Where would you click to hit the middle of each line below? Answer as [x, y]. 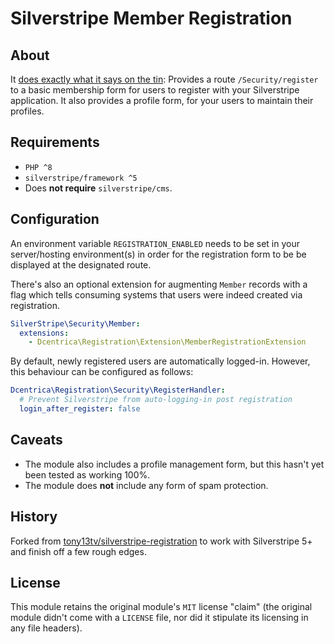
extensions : [44, 333]
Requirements [55, 142]
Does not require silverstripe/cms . [98, 188]
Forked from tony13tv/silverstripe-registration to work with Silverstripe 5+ [161, 541]
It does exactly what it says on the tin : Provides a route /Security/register [164, 79]
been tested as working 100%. [87, 474]
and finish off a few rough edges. [78, 551]
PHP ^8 [38, 167]
